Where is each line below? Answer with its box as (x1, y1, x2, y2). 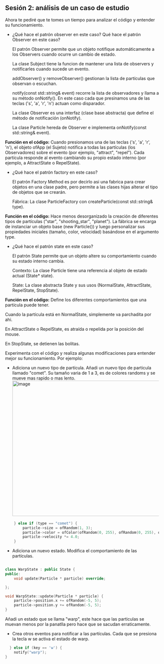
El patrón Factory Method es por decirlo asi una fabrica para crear (12, 179, 145, 184)
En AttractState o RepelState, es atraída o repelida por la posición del (5, 326, 144, 332)
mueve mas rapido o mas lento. (12, 375, 76, 381)
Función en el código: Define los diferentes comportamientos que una (5, 297, 146, 302)
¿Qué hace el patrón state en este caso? (12, 243, 94, 249)
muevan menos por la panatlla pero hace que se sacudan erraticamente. (5, 622, 151, 627)
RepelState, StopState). (12, 287, 60, 293)
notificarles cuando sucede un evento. (12, 66, 90, 72)
